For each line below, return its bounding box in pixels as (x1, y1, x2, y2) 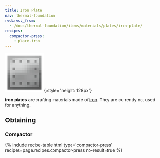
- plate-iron (14, 39, 40, 44)
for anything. (5, 102, 31, 108)
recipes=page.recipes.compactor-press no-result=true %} (5, 147, 123, 153)
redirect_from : (5, 18, 36, 23)
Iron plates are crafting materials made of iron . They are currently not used (5, 97, 156, 102)
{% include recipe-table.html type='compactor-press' (5, 142, 113, 148)
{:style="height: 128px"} (44, 87, 92, 93)
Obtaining (5, 116, 36, 124)
